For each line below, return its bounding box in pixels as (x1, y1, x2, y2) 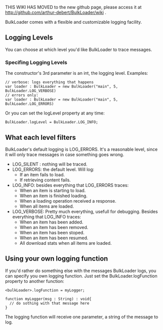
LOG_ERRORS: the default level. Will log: (12, 166, 95, 172)
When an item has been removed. (19, 224, 88, 230)
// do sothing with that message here (9, 301, 90, 306)
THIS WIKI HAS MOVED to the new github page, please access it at (5, 4, 142, 10)
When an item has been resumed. (19, 235, 88, 241)
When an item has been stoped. (19, 229, 85, 235)
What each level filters (5, 133, 76, 142)
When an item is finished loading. (19, 193, 88, 199)
